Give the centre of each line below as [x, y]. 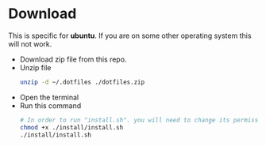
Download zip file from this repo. [73, 59]
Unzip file [35, 67]
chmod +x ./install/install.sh [71, 127]
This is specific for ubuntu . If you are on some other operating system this [130, 36]
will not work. [30, 43]
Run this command [50, 105]
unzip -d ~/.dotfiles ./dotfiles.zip [82, 82]
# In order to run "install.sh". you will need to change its [125, 120]
